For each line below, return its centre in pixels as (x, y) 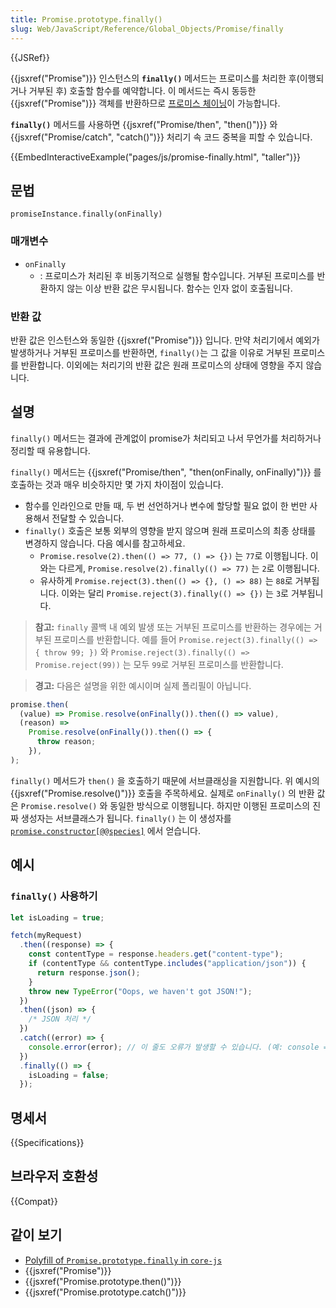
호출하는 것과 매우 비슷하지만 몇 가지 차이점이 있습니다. (117, 484)
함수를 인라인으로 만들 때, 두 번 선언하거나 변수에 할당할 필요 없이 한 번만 (166, 505)
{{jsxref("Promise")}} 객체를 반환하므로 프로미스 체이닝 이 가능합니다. (145, 103)
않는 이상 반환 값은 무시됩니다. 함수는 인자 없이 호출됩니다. (179, 288)
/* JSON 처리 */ (60, 1019)
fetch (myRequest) (46, 936)
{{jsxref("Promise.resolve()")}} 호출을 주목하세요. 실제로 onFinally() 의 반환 (162, 793)
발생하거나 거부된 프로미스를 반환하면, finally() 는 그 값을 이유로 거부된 (150, 352)
